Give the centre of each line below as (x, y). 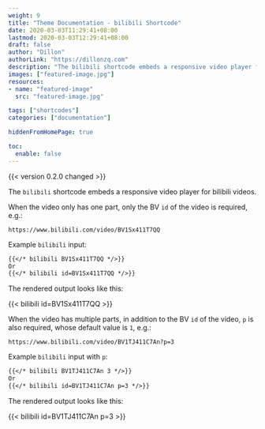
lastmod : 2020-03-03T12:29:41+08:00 (68, 38)
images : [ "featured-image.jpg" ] (61, 74)
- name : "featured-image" (50, 89)
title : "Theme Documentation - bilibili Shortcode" (95, 23)
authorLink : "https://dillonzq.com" (68, 60)
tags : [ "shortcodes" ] (44, 111)
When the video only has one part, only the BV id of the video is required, (128, 207)
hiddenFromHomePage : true (50, 132)
